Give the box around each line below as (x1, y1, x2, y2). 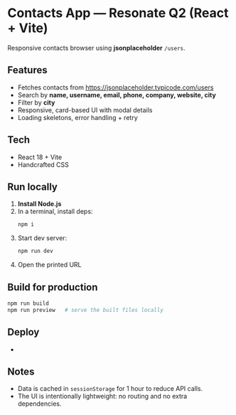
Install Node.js (17, 200, 62, 208)
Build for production (7, 281, 98, 293)
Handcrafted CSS (17, 160, 70, 168)
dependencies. (17, 399, 62, 408)
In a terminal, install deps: (17, 207, 93, 216)
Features (7, 64, 48, 76)
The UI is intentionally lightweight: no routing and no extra (17, 392, 188, 401)
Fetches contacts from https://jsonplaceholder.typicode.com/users (17, 83, 214, 92)
